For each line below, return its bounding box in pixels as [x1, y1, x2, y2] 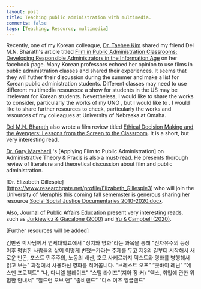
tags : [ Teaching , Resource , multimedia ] [6, 25, 109, 32]
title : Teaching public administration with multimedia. [6, 14, 152, 20]
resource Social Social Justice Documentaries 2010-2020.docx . [6, 197, 164, 205]
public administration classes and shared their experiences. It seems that [6, 67, 187, 75]
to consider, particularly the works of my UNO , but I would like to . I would [6, 99, 190, 107]
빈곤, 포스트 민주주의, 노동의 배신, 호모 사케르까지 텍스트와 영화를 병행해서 [17, 254, 190, 261]
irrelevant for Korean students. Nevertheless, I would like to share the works [6, 93, 194, 100]
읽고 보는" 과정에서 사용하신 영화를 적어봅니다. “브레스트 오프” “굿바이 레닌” [6, 261, 183, 269]
